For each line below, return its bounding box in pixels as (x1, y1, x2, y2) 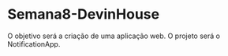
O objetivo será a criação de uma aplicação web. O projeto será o (7, 31, 220, 40)
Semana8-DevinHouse (7, 5, 159, 23)
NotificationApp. (7, 39, 61, 48)
